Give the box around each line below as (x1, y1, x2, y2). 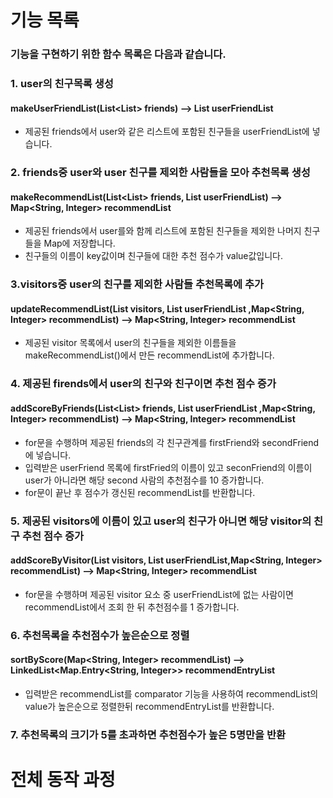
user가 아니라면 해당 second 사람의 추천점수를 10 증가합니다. (24, 474, 265, 486)
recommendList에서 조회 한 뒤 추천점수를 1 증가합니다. (24, 601, 240, 613)
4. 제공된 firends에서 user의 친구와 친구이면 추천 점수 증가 (10, 377, 277, 391)
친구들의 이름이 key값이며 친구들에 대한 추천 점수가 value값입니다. (24, 250, 284, 262)
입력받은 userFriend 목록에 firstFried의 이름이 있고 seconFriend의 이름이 (24, 461, 313, 473)
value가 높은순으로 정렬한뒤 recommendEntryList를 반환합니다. (24, 700, 275, 712)
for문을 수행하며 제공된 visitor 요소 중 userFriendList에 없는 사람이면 (24, 588, 294, 600)
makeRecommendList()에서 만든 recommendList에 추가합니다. (24, 349, 275, 361)
